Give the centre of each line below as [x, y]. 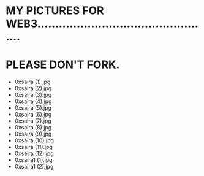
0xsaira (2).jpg [33, 88]
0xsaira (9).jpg [33, 134]
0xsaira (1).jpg [32, 82]
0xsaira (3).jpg [33, 95]
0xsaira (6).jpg [33, 115]
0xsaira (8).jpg [33, 128]
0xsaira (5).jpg [33, 108]
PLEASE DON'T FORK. [63, 65]
